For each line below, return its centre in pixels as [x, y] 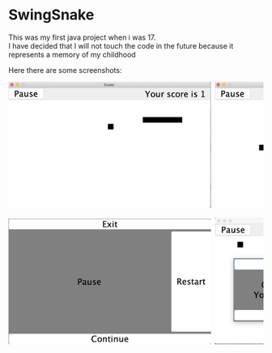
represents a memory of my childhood [72, 54]
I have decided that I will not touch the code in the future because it [121, 45]
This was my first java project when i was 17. [82, 37]
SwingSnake [51, 15]
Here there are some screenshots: [65, 70]
